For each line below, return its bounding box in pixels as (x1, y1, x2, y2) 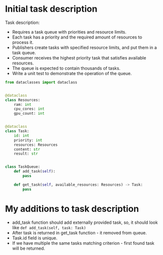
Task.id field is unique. (12, 235, 58, 241)
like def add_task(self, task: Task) (12, 224, 86, 230)
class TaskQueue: (5, 164, 41, 169)
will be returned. (12, 245, 45, 251)
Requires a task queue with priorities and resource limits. (12, 29, 127, 35)
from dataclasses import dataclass (5, 79, 78, 85)
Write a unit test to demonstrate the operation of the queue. (12, 70, 132, 76)
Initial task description (5, 3, 98, 15)
